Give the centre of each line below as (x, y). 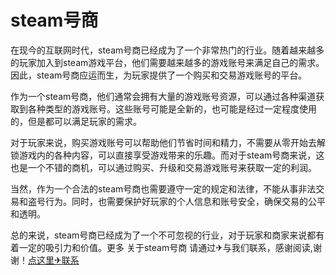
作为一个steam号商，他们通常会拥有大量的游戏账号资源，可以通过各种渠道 (163, 96)
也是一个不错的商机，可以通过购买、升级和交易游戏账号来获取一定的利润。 (163, 167)
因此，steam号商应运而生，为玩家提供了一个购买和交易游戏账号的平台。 (159, 75)
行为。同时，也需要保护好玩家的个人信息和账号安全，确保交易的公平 (185, 201)
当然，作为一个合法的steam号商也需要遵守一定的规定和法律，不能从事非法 (163, 188)
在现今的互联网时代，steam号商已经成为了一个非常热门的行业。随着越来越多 (167, 50)
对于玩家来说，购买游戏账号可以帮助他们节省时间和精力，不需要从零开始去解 (168, 142)
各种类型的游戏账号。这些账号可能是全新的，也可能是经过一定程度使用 (172, 108)
